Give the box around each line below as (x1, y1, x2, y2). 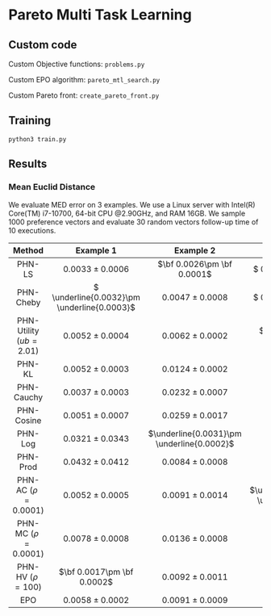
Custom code (8, 38, 77, 52)
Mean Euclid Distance (8, 182, 96, 193)
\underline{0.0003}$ (56, 301, 135, 312)
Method (13, 245, 44, 256)
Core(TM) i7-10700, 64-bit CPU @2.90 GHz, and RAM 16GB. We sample (8, 208, 246, 218)
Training (8, 114, 52, 128)
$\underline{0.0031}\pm (148, 428, 242, 439)
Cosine (15, 414, 42, 425)
